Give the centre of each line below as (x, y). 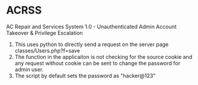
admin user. (29, 69)
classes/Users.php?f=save (47, 50)
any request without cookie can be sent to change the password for (98, 63)
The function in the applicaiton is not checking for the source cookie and (103, 57)
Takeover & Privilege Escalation (44, 32)
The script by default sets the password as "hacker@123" (85, 76)
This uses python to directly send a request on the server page (92, 44)
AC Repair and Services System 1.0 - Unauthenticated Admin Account (91, 27)
